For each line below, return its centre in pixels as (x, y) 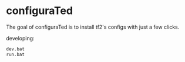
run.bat (16, 54)
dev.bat (16, 49)
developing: (20, 38)
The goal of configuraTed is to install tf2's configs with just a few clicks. (93, 27)
